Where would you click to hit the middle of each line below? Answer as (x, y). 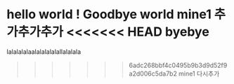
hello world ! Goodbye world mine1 (109, 14)
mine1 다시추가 (199, 73)
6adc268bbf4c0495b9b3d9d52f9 (178, 65)
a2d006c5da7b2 (153, 73)
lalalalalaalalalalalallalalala (44, 51)
